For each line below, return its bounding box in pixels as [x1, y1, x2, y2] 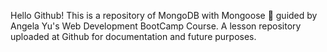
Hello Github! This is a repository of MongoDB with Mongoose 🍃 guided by [10, 10, 318, 21]
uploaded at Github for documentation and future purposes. [10, 31, 257, 42]
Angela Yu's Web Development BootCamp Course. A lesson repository [10, 20, 302, 32]
